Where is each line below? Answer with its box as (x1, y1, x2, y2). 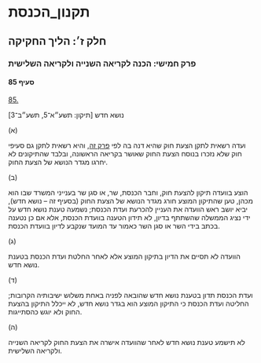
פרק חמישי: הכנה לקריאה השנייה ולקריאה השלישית (8, 58, 197, 69)
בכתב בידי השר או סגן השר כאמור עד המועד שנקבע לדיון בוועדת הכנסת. (8, 221, 220, 230)
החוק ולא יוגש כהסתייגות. (8, 306, 83, 317)
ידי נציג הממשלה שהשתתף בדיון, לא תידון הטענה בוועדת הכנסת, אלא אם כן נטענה (8, 212, 251, 222)
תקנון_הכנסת (8, 3, 90, 21)
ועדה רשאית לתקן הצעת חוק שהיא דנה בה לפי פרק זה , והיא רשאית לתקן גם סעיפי (8, 141, 246, 150)
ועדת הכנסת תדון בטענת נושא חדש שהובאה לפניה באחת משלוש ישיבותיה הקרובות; (8, 290, 253, 299)
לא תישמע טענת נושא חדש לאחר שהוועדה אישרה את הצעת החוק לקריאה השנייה (8, 337, 246, 346)
